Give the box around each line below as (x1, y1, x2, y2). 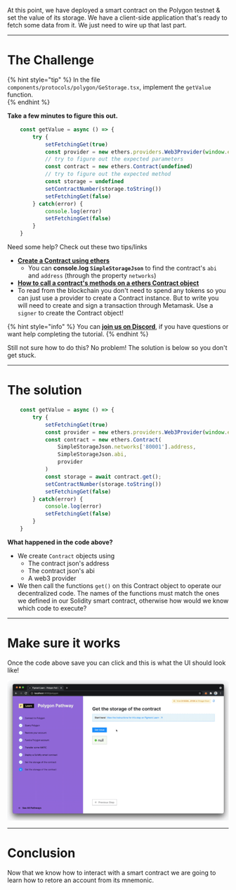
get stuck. (7, 351, 37, 360)
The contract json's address (27, 559, 110, 568)
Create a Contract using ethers (17, 256, 110, 265)
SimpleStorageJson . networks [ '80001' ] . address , (57, 444, 197, 451)
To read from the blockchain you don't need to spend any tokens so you (17, 287, 226, 295)
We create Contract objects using (17, 551, 115, 560)
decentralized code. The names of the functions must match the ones (17, 589, 220, 597)
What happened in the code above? (7, 538, 114, 546)
